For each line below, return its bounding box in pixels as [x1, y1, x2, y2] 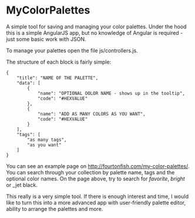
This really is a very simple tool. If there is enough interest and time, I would [6, 193, 189, 200]
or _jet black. [6, 181, 38, 189]
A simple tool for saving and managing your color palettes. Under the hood [6, 23, 187, 30]
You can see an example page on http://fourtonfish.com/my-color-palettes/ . [6, 163, 190, 170]
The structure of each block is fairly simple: [6, 58, 112, 65]
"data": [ [16, 80, 41, 86]
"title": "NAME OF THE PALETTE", [16, 75, 99, 81]
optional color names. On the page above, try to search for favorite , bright [6, 175, 185, 182]
